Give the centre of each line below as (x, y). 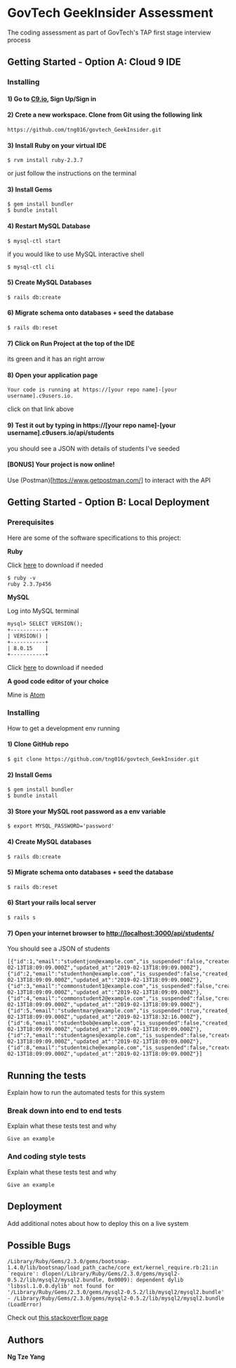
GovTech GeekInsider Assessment (110, 13)
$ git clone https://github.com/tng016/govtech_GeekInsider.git (103, 759)
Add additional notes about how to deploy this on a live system (98, 1223)
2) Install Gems (30, 775)
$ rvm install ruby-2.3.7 (45, 160)
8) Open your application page (53, 375)
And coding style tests (47, 1157)
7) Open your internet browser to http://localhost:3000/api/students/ (111, 933)
